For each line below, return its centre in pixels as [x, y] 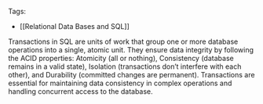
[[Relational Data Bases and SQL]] [74, 26]
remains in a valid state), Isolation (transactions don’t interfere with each [125, 66]
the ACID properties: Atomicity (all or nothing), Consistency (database [121, 58]
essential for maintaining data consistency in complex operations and [120, 83]
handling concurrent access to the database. [80, 91]
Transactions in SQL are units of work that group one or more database [123, 41]
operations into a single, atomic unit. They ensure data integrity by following [131, 50]
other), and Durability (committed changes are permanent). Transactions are [131, 75]
